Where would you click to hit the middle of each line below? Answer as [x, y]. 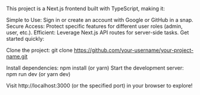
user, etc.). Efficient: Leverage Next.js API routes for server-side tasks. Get [98, 32]
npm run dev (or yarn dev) [38, 74]
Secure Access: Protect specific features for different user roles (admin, [94, 26]
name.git [17, 56]
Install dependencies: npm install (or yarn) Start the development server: [95, 68]
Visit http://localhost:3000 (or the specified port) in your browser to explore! [99, 86]
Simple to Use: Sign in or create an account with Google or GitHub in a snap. [100, 20]
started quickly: [25, 39]
